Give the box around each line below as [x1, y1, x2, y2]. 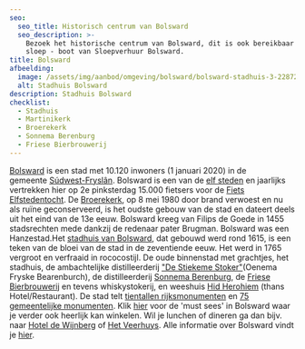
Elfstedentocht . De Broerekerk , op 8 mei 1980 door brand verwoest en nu [9, 194, 284, 204]
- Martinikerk [17, 115, 71, 124]
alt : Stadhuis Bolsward [17, 81, 107, 90]
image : [17, 73, 43, 82]
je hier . [9, 329, 34, 340]
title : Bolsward [9, 55, 71, 65]
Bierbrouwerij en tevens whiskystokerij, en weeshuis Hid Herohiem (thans [9, 281, 285, 292]
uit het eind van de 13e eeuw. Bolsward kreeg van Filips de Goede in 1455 [9, 213, 284, 224]
